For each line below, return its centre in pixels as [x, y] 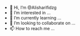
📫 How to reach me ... [32, 28]
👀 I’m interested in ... [30, 13]
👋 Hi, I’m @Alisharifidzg [33, 8]
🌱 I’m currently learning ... [35, 18]
